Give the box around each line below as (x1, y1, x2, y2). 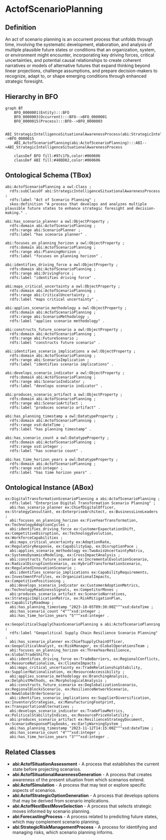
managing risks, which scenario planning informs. (12, 830, 114, 836)
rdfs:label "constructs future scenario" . (9, 340, 100, 345)
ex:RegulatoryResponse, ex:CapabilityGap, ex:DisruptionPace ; (5, 544, 138, 549)
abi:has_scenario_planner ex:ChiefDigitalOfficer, (9, 505, 116, 510)
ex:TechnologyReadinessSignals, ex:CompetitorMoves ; (5, 587, 119, 592)
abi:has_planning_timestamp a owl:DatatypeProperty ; (5, 414, 119, 419)
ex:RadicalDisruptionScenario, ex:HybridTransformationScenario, (5, 561, 142, 566)
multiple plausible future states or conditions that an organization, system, (5, 47, 156, 52)
